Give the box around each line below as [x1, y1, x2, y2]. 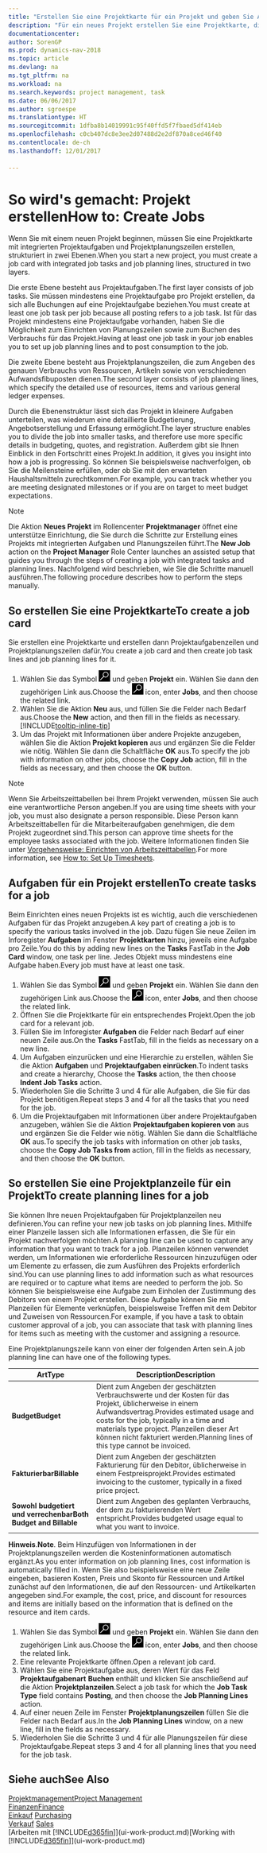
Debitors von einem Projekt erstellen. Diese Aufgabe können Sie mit [8, 1294, 230, 1304]
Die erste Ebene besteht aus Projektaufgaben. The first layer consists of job [8, 283, 254, 293]
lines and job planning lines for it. [8, 654, 117, 664]
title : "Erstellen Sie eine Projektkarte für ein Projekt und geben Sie [8, 13, 254, 21]
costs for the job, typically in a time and [96, 1415, 225, 1425]
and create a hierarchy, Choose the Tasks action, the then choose [19, 1069, 237, 1079]
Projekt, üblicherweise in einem [96, 1398, 199, 1408]
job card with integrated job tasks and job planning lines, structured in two [8, 259, 251, 269]
